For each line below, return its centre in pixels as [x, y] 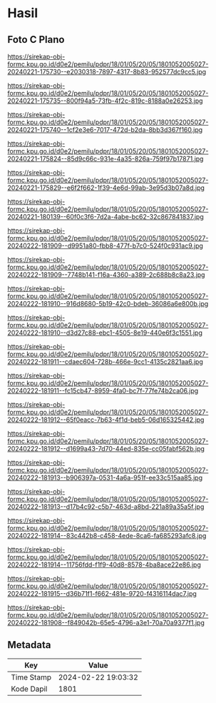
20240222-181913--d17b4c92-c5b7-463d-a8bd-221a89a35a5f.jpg [106, 507]
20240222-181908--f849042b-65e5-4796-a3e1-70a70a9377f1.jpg [106, 623]
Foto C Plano [36, 40]
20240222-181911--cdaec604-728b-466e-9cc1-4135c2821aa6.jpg [105, 361]
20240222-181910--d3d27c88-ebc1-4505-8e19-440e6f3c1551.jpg [105, 333]
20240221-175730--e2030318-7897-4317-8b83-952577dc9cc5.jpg [107, 72]
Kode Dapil [29, 689]
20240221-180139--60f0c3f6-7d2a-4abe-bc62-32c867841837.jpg [106, 217]
